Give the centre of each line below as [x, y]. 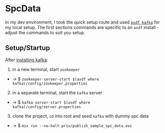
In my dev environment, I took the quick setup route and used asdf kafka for [82, 22]
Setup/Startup [28, 48]
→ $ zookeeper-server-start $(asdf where [56, 79]
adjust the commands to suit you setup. [45, 32]
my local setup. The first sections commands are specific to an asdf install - [82, 27]
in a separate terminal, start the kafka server [57, 93]
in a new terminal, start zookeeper [46, 69]
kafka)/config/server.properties [47, 107]
